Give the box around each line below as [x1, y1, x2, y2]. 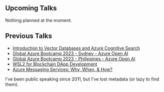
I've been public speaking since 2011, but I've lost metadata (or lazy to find [5, 76, 159, 82]
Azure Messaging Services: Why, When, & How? [12, 66, 113, 72]
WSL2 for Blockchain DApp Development [12, 61, 98, 67]
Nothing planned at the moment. [5, 17, 72, 23]
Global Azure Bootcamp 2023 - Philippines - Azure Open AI [12, 55, 135, 61]
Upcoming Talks [5, 4, 57, 12]
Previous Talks [5, 32, 53, 40]
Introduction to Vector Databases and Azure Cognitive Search [12, 45, 140, 51]
